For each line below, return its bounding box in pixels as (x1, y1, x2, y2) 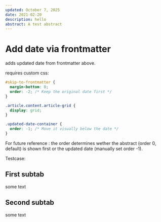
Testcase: (5, 155, 26, 161)
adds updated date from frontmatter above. (5, 60, 96, 66)
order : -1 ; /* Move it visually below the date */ (10, 126, 119, 132)
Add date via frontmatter (5, 44, 111, 55)
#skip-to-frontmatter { (5, 80, 56, 85)
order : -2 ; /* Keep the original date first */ (10, 89, 112, 94)
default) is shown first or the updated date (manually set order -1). (5, 145, 143, 152)
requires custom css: (5, 70, 49, 76)
